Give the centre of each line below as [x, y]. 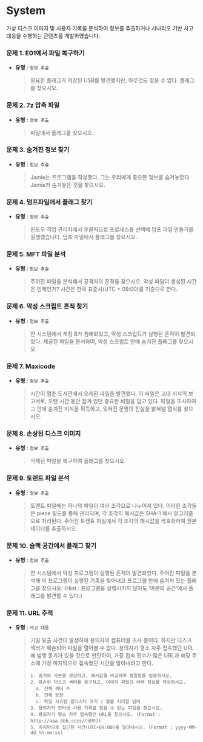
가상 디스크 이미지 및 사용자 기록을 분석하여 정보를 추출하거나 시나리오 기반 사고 [100, 28]
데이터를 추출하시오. [54, 528]
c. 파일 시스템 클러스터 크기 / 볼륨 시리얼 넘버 [88, 702]
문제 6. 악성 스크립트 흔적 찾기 [47, 307]
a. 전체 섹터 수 [53, 689]
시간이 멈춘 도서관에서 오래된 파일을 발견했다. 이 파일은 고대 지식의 [108, 394]
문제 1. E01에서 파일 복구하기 [45, 53]
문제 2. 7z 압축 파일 [33, 105]
